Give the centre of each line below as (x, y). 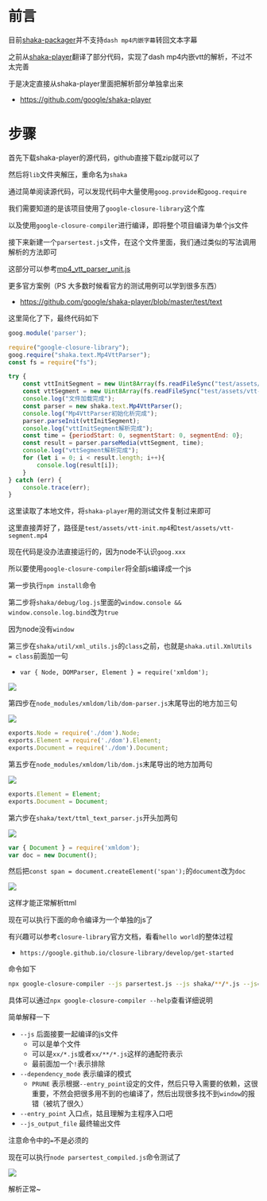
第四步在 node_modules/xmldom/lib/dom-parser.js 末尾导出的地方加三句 (123, 703)
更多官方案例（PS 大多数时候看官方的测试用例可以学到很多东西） (114, 285)
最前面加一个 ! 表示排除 (68, 1064)
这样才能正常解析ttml (43, 903)
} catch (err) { (35, 480)
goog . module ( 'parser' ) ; (48, 333)
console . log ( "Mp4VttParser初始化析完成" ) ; (90, 413)
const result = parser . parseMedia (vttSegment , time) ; (113, 443)
